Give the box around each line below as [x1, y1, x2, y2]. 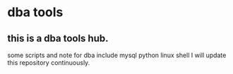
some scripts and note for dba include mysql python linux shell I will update [7, 51, 227, 59]
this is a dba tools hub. [7, 32, 109, 44]
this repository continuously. [7, 58, 90, 67]
